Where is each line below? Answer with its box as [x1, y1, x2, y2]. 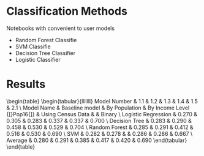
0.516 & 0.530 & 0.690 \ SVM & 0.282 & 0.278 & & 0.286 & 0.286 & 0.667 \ [6, 130, 193, 137]
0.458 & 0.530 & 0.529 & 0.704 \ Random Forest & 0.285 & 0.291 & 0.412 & [6, 124, 194, 131]
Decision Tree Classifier [15, 49, 76, 56]
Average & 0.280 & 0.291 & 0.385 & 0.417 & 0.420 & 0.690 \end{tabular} [6, 136, 187, 144]
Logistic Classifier [15, 56, 61, 63]
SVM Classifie [15, 43, 51, 50]
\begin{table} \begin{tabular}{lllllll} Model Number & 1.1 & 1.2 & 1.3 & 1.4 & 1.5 [6, 97, 198, 105]
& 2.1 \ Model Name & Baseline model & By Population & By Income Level [6, 104, 190, 111]
